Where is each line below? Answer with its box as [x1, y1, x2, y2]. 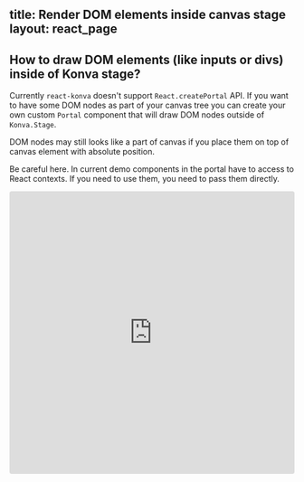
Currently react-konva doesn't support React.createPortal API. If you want [9, 90, 290, 101]
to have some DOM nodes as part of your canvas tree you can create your [9, 99, 287, 111]
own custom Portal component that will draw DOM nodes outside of [9, 109, 265, 120]
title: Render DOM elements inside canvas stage [9, 7, 287, 23]
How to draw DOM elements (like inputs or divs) [9, 52, 284, 67]
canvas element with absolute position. [9, 146, 156, 157]
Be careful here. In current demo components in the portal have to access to [9, 164, 294, 175]
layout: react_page [9, 22, 118, 37]
